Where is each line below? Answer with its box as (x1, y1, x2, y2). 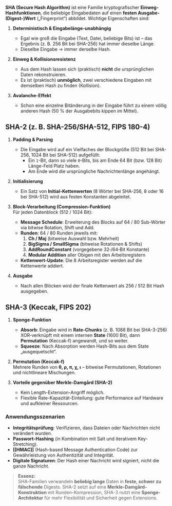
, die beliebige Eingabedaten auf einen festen (40, 10, 137, 16)
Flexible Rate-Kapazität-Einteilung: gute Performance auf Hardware (20, 394, 163, 401)
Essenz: (17, 473, 36, 479)
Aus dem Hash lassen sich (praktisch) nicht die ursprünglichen (20, 66, 154, 72)
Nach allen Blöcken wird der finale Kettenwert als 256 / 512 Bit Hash (20, 282, 164, 288)
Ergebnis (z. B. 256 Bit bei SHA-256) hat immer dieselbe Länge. (20, 41, 155, 47)
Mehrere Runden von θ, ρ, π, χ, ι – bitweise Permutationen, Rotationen (12, 364, 161, 370)
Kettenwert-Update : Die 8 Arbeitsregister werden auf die (20, 257, 142, 263)
